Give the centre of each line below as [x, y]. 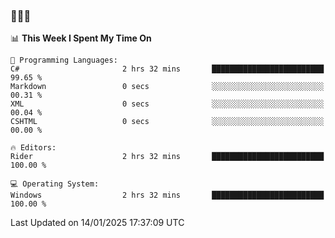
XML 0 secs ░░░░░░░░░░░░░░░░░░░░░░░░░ [167, 104]
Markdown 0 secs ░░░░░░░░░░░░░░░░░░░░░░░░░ [167, 87]
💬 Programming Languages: [64, 60]
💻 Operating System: [55, 184]
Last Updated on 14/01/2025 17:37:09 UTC [97, 223]
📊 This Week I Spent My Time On [81, 38]
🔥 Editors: [33, 148]
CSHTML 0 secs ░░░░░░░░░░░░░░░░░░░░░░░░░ [167, 122]
